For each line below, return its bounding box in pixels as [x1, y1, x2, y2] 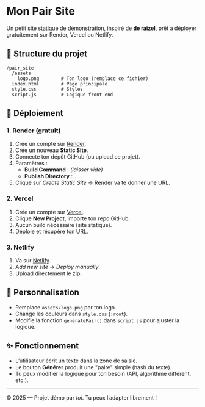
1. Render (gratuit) [6, 126, 61, 135]
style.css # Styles [12, 86, 84, 92]
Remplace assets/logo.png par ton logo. [15, 303, 117, 311]
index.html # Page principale [12, 81, 108, 87]
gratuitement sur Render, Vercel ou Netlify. [6, 31, 113, 38]
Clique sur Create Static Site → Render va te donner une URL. [15, 179, 171, 187]
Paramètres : [15, 160, 48, 167]
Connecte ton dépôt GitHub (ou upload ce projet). [15, 153, 140, 160]
